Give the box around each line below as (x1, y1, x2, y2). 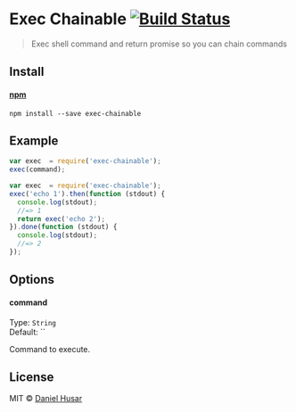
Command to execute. (9, 343, 91, 354)
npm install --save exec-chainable (9, 109, 142, 118)
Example (9, 133, 59, 148)
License (9, 369, 54, 384)
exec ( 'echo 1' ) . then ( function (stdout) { (9, 189, 166, 198)
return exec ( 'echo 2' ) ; (17, 214, 105, 223)
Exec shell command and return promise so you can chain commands (30, 38, 288, 49)
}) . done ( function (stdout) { (9, 223, 118, 232)
